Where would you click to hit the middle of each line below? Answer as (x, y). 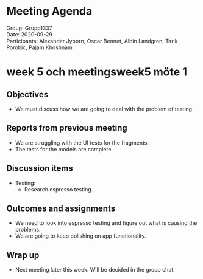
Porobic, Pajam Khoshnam (40, 47)
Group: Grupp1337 (30, 28)
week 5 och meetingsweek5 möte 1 (97, 72)
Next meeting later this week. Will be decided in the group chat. (95, 270)
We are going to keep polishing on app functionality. (80, 236)
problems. (28, 230)
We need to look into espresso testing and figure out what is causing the (106, 223)
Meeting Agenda (49, 11)
